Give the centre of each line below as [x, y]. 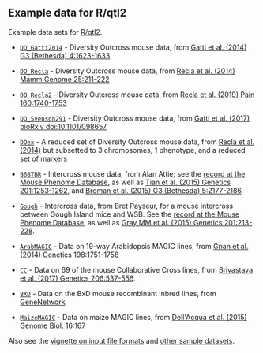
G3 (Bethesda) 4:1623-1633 [65, 55]
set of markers [43, 158]
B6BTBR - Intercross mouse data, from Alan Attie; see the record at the [132, 173]
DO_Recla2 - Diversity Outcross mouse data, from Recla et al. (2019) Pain [137, 95]
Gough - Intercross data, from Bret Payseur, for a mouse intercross [126, 206]
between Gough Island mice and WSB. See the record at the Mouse [130, 214]
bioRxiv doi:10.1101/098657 [63, 126]
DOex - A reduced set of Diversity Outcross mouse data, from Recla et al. [137, 142]
